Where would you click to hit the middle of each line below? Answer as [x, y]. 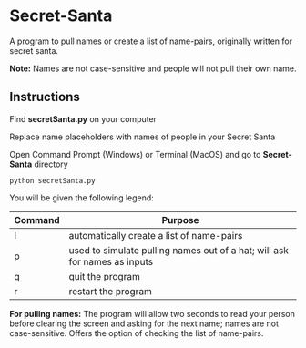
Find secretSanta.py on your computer [83, 118]
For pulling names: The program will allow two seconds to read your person [153, 313]
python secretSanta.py [52, 180]
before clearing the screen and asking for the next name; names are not [144, 323]
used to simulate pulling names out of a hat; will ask [178, 250]
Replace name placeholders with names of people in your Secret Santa [143, 137]
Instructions [45, 97]
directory [51, 164]
